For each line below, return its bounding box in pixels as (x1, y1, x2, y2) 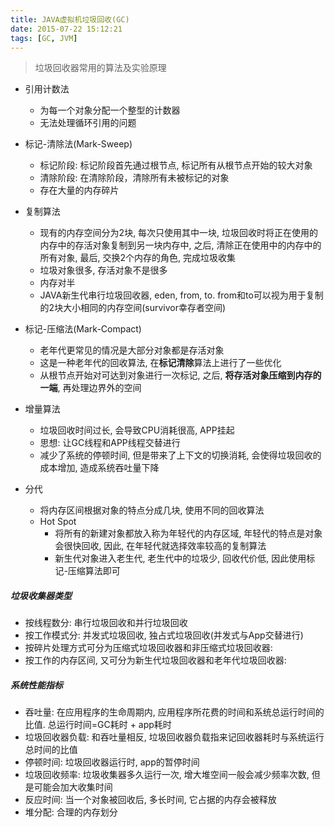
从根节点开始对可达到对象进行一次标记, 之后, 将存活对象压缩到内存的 (39, 369, 322, 381)
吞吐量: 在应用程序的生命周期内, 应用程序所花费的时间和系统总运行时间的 (24, 706, 325, 718)
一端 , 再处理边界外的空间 (39, 382, 142, 394)
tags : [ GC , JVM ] (10, 33, 78, 43)
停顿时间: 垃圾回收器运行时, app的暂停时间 (24, 756, 200, 768)
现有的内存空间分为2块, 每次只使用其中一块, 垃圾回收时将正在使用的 (39, 227, 319, 239)
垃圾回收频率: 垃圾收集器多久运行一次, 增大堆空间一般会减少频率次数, (24, 769, 310, 781)
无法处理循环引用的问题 (39, 117, 137, 129)
